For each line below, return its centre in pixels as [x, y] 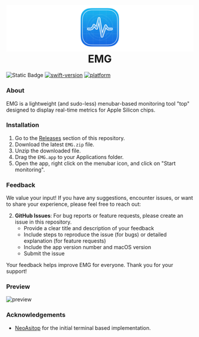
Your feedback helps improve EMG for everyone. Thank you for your [90, 265]
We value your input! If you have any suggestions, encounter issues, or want [99, 198]
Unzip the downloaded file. [48, 151]
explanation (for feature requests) [65, 241]
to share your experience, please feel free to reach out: [74, 204]
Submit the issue [44, 253]
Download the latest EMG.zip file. [55, 144]
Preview [18, 287]
